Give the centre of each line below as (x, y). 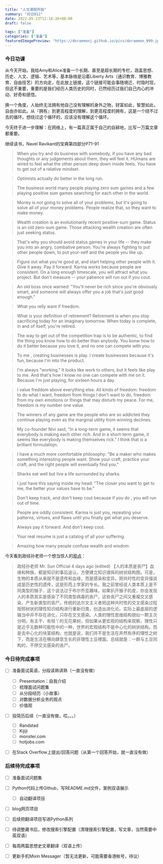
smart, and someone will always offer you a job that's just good (80, 292)
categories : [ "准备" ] (26, 36)
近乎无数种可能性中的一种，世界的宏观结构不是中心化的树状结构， (87, 627)
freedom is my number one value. (51, 405)
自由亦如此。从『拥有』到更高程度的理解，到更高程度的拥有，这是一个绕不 (79, 111)
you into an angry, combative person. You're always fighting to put (83, 247)
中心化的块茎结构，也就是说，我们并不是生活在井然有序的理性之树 (91, 633)
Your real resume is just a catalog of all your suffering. (71, 537)
